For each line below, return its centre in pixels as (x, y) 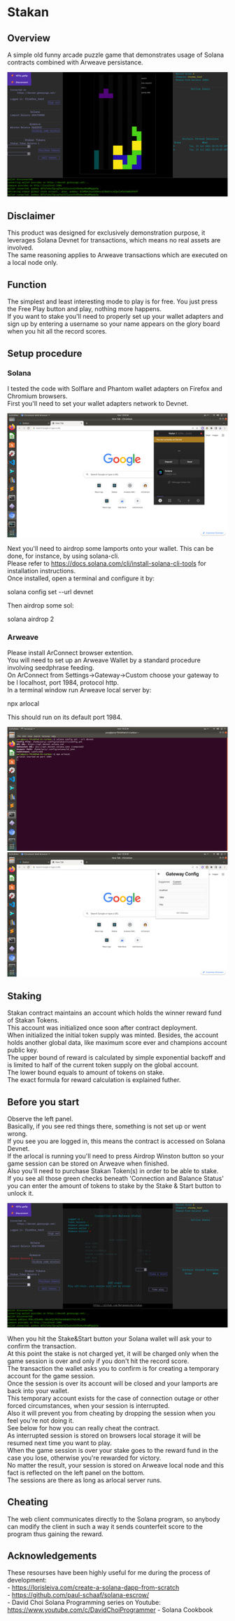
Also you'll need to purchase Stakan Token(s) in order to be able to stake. (113, 1171)
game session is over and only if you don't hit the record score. (98, 1361)
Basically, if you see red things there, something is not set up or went (107, 1126)
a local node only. (33, 263)
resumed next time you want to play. (59, 1443)
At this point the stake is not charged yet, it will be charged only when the (113, 1353)
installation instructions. (42, 571)
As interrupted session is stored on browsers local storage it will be (104, 1435)
